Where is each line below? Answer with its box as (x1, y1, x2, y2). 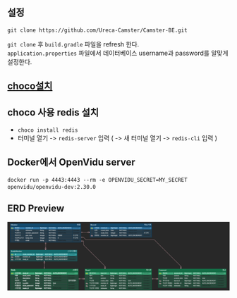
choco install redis (17, 127, 78, 134)
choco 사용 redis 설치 (7, 106, 99, 118)
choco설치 (7, 80, 53, 92)
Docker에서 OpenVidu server (7, 156, 135, 168)
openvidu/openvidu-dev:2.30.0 (7, 183, 97, 190)
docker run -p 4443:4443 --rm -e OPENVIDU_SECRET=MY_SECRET (7, 176, 188, 183)
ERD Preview (7, 203, 65, 215)
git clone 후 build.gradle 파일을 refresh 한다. (7, 39, 140, 48)
